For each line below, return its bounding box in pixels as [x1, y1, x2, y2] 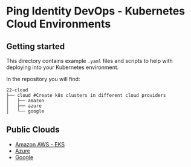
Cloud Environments [6, 17, 111, 31]
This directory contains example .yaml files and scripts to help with [6, 57, 173, 64]
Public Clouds [6, 125, 60, 135]
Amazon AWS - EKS [15, 140, 65, 148]
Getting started [6, 41, 65, 51]
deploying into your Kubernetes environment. [6, 64, 119, 71]
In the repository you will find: [6, 76, 80, 82]
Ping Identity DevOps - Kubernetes [6, 4, 186, 18]
